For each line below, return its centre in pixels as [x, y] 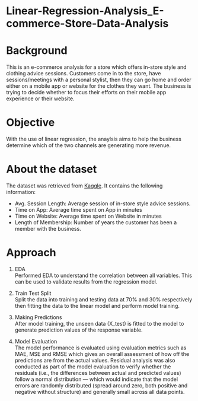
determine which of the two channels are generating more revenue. [88, 145]
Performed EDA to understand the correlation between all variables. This [103, 275]
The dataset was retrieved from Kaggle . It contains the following [84, 186]
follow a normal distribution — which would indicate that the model [96, 379]
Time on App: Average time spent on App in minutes [78, 210]
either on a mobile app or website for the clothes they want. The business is [99, 86]
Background [37, 51]
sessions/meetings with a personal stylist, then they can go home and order [99, 80]
